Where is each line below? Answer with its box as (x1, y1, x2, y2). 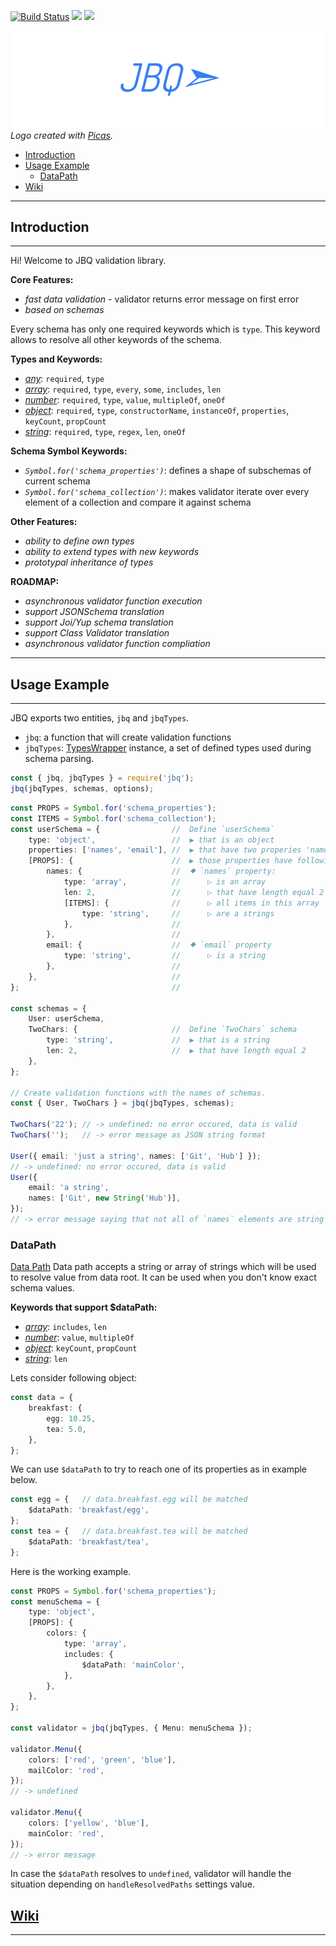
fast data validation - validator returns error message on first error (24, 293, 300, 305)
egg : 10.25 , (46, 1413, 97, 1424)
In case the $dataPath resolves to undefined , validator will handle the (10, 1868, 292, 1880)
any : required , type (24, 373, 105, 385)
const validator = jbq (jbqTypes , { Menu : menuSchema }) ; (10, 1723, 253, 1734)
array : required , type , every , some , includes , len (24, 383, 222, 395)
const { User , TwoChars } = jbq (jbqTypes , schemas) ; (10, 1098, 235, 1109)
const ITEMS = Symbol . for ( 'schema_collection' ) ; (10, 813, 217, 824)
